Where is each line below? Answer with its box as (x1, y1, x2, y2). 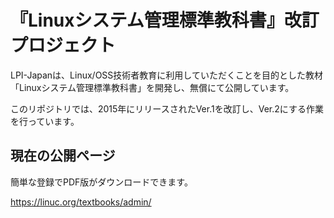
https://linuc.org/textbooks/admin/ (10, 196, 152, 208)
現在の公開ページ (10, 147, 116, 165)
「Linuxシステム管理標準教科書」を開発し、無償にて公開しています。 (10, 81, 295, 93)
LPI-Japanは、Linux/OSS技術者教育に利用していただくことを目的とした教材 (10, 69, 323, 81)
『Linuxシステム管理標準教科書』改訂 (10, 9, 320, 32)
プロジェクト (10, 34, 117, 57)
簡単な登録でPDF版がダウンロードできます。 (10, 176, 193, 188)
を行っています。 (10, 115, 80, 127)
